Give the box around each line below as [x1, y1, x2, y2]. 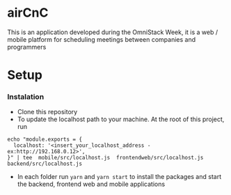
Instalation [7, 92, 45, 102]
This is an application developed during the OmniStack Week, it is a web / [7, 28, 218, 36]
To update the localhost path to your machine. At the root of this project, [17, 115, 225, 123]
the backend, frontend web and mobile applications [17, 180, 166, 189]
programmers [7, 42, 47, 51]
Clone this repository [17, 108, 78, 116]
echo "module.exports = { [7, 136, 82, 143]
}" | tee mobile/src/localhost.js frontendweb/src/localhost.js [7, 155, 204, 162]
